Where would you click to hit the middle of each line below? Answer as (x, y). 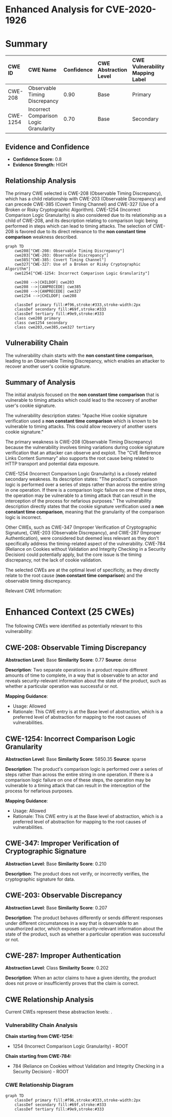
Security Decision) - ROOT (41, 1072)
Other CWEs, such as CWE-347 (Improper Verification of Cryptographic (81, 527)
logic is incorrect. (24, 517)
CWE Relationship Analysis (49, 1000)
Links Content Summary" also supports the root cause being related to (80, 458)
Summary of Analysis (40, 382)
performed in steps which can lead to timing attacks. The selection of (79, 226)
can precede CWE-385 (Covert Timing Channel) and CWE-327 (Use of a (82, 204)
